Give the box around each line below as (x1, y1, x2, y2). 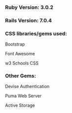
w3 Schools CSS (5, 60, 39, 66)
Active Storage (5, 102, 35, 109)
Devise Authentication (5, 84, 50, 90)
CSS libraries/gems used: (5, 30, 67, 37)
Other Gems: (5, 72, 36, 79)
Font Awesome (5, 51, 35, 57)
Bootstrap (5, 41, 25, 47)
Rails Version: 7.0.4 (5, 17, 52, 23)
